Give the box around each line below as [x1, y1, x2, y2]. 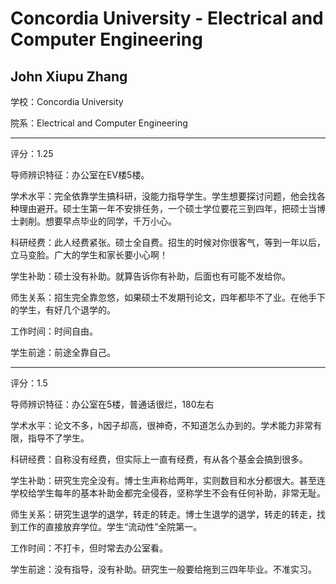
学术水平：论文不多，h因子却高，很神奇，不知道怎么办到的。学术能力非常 [10, 420, 314, 431]
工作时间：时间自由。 [10, 325, 98, 337]
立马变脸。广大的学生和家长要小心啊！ [10, 249, 168, 261]
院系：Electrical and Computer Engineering [10, 117, 188, 129]
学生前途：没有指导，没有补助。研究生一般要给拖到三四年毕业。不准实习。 [10, 563, 317, 575]
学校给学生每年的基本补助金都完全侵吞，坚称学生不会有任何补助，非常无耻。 [10, 487, 326, 499]
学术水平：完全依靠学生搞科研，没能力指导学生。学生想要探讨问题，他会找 [10, 190, 317, 202]
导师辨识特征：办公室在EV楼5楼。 [10, 169, 150, 181]
